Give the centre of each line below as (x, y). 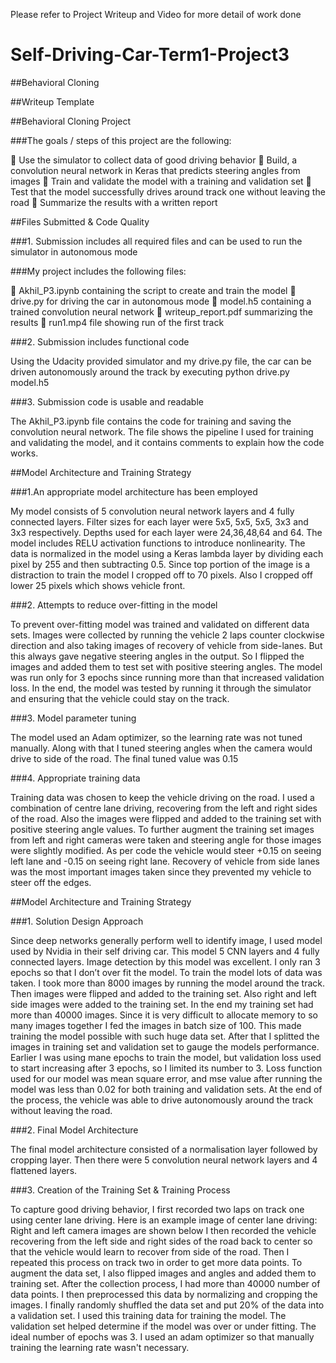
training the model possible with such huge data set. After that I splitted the (165, 1036)
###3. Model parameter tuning (73, 718)
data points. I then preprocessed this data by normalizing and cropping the (164, 1294)
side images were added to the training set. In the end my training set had (162, 1004)
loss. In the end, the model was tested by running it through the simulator (161, 688)
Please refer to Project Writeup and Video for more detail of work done (156, 14)
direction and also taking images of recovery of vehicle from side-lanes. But (166, 645)
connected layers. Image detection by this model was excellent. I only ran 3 (165, 961)
